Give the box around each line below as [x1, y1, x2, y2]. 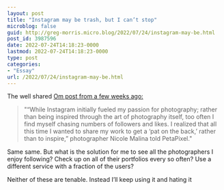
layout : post [7, 10, 44, 17]
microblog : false [7, 23, 57, 29]
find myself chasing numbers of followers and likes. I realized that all [23, 120, 217, 128]
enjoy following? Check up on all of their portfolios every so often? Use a [7, 155, 212, 163]
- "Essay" [7, 67, 36, 74]
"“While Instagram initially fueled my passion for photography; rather [23, 105, 217, 113]
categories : [7, 61, 41, 68]
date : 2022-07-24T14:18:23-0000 [7, 42, 99, 49]
